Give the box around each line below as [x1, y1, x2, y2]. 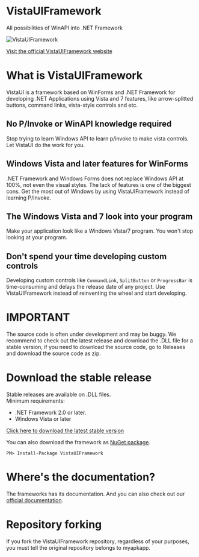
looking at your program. [6, 234, 67, 241]
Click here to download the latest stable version [6, 427, 124, 434]
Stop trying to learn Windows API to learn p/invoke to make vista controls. [6, 134, 189, 142]
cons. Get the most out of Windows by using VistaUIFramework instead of [6, 187, 190, 195]
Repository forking [6, 518, 102, 532]
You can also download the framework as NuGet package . [6, 439, 151, 445]
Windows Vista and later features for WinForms [6, 159, 188, 169]
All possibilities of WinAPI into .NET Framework [6, 24, 123, 31]
